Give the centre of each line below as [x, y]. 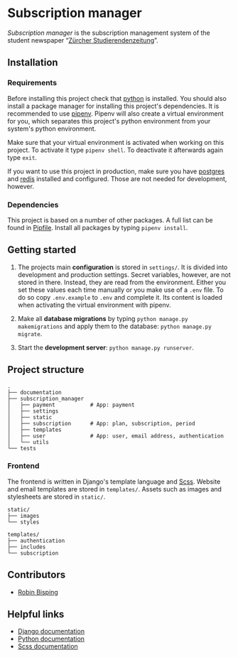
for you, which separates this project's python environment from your [109, 121]
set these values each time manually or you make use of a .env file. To [120, 290]
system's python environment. [52, 129]
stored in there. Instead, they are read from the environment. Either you [121, 282]
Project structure [46, 370]
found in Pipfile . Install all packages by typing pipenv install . [98, 227]
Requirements [32, 83]
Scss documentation [48, 646]
